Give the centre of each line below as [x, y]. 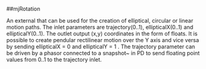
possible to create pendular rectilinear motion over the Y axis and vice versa [103, 40]
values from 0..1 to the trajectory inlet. [54, 60]
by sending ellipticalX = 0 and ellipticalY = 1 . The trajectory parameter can [101, 46]
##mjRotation [23, 9]
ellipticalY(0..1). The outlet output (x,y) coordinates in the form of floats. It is [102, 34]
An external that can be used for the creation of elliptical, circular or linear [100, 20]
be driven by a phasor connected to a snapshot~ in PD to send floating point [103, 53]
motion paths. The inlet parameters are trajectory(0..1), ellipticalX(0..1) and [100, 27]
